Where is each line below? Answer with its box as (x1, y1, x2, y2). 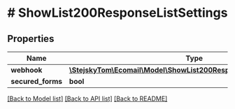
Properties (7, 33, 55, 45)
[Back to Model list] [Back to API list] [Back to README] (7, 94, 168, 103)
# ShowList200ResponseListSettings (7, 5, 228, 21)
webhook (10, 65, 43, 75)
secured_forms (10, 77, 63, 86)
